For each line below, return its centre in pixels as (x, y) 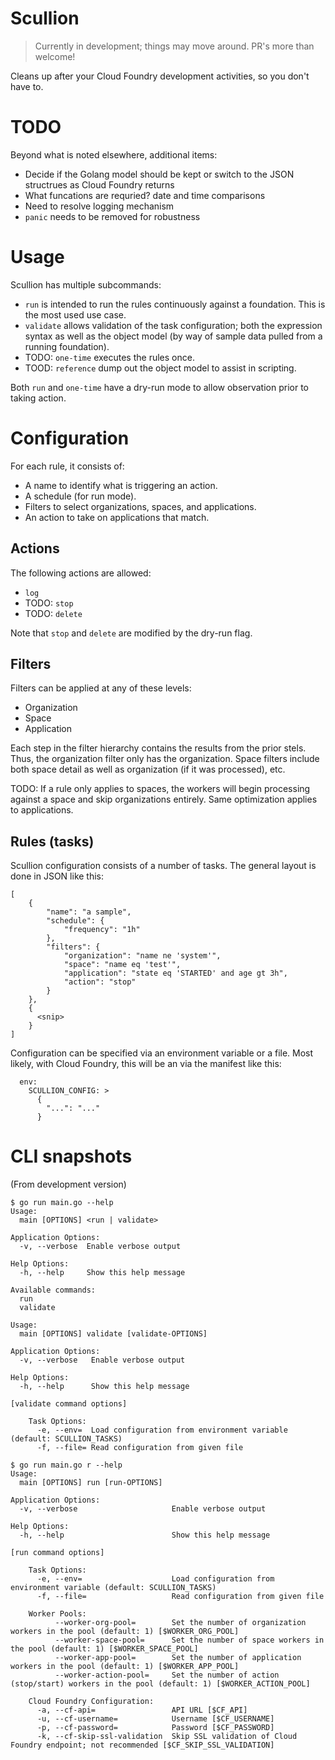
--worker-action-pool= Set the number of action (167, 1675)
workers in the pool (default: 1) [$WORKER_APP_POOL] (125, 1667)
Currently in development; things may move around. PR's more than (174, 46)
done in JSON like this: (57, 876)
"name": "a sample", (89, 912)
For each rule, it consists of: (67, 466)
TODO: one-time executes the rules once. (109, 357)
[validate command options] (69, 1404)
